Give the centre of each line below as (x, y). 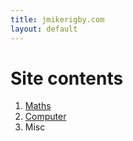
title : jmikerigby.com (57, 19)
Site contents (67, 78)
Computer (45, 117)
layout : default (44, 29)
